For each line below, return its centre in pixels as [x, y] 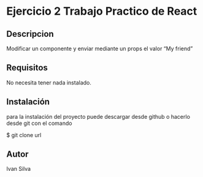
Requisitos [27, 68]
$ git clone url [24, 135]
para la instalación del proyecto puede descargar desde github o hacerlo [98, 116]
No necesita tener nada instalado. [49, 82]
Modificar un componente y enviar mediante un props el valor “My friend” [100, 48]
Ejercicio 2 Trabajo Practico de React [102, 11]
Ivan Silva [19, 169]
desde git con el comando [39, 123]
